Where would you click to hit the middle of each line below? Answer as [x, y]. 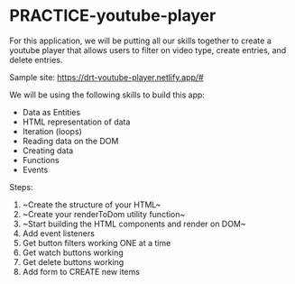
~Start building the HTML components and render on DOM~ [134, 224]
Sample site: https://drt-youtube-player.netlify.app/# [107, 77]
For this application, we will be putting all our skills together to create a [141, 41]
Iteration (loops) [52, 131]
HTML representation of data [76, 122]
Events [35, 169]
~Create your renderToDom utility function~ [104, 214]
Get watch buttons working [73, 252]
